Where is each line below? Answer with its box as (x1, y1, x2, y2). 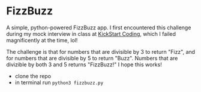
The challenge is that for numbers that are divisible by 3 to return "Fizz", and (6, 48, 196, 55)
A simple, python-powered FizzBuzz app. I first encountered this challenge (6, 24, 191, 31)
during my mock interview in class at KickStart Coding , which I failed (6, 30, 176, 37)
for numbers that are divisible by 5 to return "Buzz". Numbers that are (6, 54, 178, 62)
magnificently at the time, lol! (6, 36, 78, 44)
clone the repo (14, 72, 52, 79)
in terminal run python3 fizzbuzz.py (14, 79, 104, 86)
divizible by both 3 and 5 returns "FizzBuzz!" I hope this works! (6, 61, 162, 68)
